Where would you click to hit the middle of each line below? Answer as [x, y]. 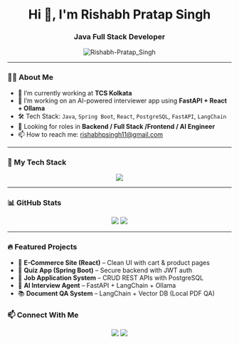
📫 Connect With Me [43, 315]
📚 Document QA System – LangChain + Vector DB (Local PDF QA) [116, 293]
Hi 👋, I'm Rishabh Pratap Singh [119, 15]
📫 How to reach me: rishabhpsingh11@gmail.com [90, 134]
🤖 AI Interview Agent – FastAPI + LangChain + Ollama [97, 285]
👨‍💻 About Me [30, 78]
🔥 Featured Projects [42, 247]
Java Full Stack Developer [119, 37]
